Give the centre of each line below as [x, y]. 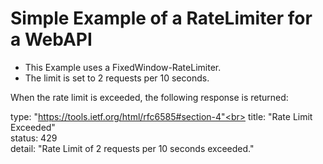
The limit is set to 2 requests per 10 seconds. [117, 78]
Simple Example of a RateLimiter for [161, 18]
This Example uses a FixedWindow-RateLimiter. [123, 67]
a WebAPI [51, 39]
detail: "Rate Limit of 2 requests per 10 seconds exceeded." [132, 148]
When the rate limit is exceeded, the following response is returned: [149, 97]
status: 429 [34, 138]
